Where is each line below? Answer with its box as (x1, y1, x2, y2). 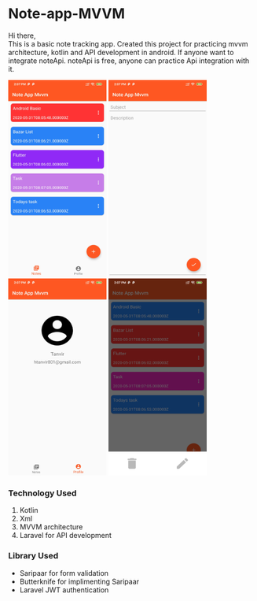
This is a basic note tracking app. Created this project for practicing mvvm (8, 39, 249, 48)
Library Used (8, 551, 59, 562)
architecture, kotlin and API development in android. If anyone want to (8, 47, 234, 57)
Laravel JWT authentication (19, 584, 109, 595)
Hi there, (8, 31, 36, 40)
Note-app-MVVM (8, 5, 126, 23)
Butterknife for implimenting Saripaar (19, 577, 140, 586)
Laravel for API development (19, 531, 112, 540)
